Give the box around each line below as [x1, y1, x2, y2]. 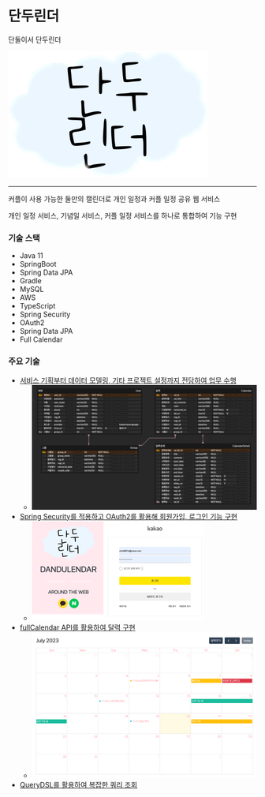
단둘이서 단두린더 [8, 35, 62, 44]
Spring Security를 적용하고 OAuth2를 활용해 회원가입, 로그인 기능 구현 [19, 511, 238, 521]
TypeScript [19, 301, 56, 311]
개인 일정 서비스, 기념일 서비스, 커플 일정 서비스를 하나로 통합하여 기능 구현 [8, 211, 237, 220]
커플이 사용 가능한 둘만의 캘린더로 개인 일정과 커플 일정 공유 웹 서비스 [8, 194, 221, 204]
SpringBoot [19, 260, 57, 269]
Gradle [19, 276, 42, 286]
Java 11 [19, 251, 43, 260]
